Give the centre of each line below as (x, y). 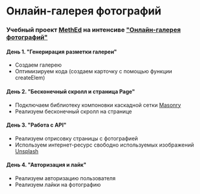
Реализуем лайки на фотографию (58, 184)
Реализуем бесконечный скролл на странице (73, 111)
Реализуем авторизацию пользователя (65, 178)
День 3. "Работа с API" (37, 125)
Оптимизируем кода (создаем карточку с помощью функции (93, 71)
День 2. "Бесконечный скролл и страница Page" (71, 91)
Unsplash (27, 151)
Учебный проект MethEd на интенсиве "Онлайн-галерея (94, 30)
